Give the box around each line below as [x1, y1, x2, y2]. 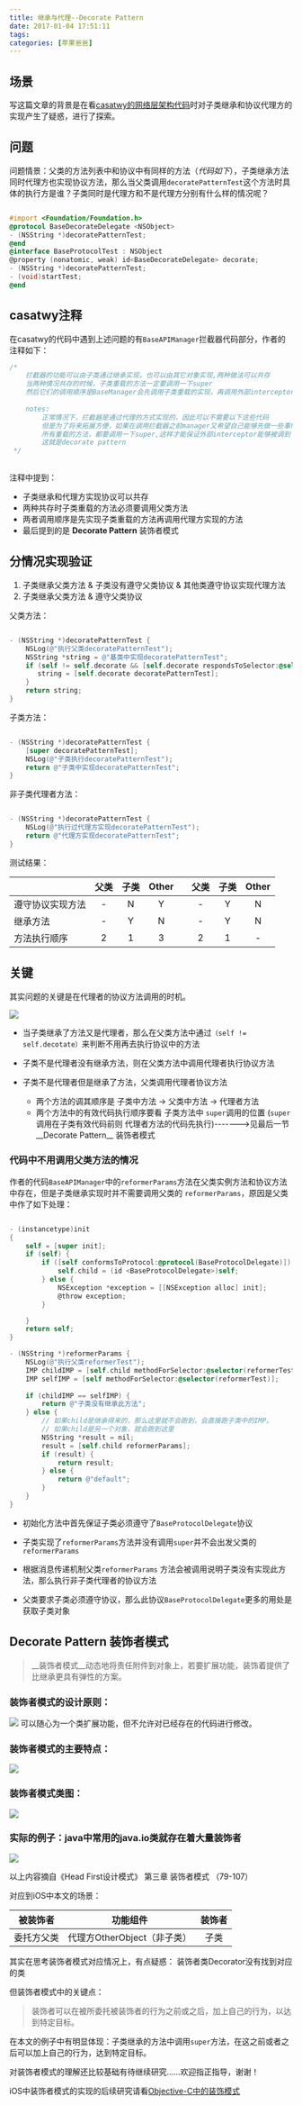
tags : [9, 30, 30, 39]
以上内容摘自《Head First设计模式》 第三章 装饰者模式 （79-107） [9, 1871, 253, 1882]
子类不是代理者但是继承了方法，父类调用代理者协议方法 [22, 1076, 227, 1087]
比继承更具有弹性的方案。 [31, 1671, 127, 1682]
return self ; [25, 1325, 75, 1334]
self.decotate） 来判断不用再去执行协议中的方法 [22, 1038, 200, 1049]
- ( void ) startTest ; [9, 272, 83, 281]
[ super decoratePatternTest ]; [25, 746, 139, 755]
